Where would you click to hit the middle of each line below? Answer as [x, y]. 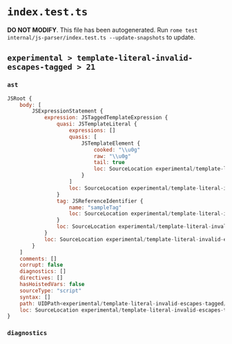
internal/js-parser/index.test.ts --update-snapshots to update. [101, 37]
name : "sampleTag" [95, 208]
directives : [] [41, 278]
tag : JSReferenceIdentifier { [100, 201]
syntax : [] [35, 297]
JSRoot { [20, 99]
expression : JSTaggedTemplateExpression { [106, 118]
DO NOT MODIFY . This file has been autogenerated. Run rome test [103, 30]
